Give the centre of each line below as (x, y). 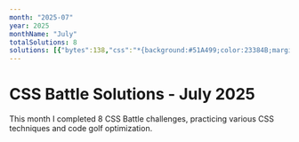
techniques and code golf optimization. (81, 129)
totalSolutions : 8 (43, 42)
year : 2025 (29, 26)
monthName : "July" (43, 34)
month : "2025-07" (41, 17)
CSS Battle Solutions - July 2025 (132, 95)
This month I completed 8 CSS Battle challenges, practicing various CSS (141, 119)
